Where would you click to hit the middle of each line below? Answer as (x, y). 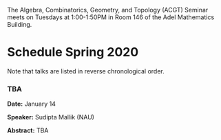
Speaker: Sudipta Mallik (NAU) (51, 117)
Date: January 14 (32, 104)
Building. (20, 24)
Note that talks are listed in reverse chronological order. (86, 71)
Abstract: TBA (28, 130)
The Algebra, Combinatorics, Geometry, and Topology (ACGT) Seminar (108, 10)
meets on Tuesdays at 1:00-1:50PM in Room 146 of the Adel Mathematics (111, 17)
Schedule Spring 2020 (73, 52)
